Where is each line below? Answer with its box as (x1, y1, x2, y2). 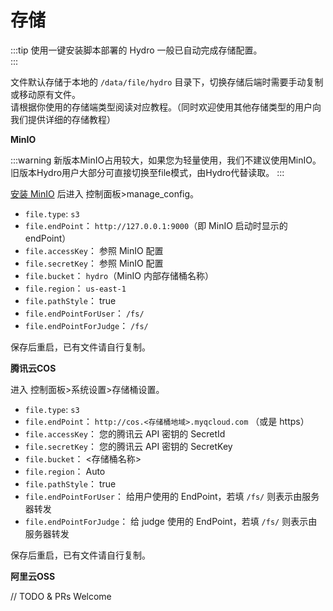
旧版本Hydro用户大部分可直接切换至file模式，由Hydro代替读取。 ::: (10, 166, 285, 178)
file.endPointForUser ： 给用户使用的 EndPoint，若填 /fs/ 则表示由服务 (24, 490, 320, 502)
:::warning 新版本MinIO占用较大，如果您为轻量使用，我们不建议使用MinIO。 (10, 154, 322, 166)
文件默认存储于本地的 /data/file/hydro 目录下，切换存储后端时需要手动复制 (10, 76, 324, 88)
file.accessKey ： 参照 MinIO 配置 (24, 244, 164, 256)
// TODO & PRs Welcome (10, 590, 112, 602)
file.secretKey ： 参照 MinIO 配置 (24, 257, 164, 269)
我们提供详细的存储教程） (10, 113, 116, 125)
